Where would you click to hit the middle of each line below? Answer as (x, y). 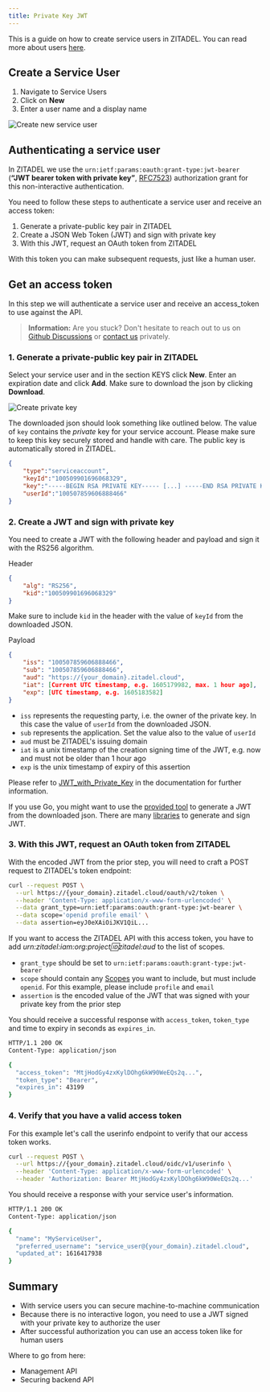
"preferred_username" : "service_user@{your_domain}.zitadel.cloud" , (133, 1246)
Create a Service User (64, 73)
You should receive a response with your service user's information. (121, 1194)
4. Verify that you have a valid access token (95, 1116)
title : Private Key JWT (48, 16)
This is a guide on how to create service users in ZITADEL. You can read (128, 39)
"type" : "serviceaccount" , (66, 471)
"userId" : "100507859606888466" (75, 493)
